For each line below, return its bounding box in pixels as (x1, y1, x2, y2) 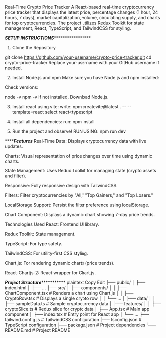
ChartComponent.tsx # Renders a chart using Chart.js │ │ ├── (5, 290, 134, 296)
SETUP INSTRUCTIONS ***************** (5, 35, 91, 41)
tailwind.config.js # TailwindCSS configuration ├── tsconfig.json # (5, 317, 142, 322)
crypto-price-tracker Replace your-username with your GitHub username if (5, 60, 159, 65)
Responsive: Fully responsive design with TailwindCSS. (5, 183, 118, 188)
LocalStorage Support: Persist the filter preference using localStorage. (5, 202, 150, 208)
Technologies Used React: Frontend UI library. (5, 221, 99, 227)
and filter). (5, 173, 26, 179)
